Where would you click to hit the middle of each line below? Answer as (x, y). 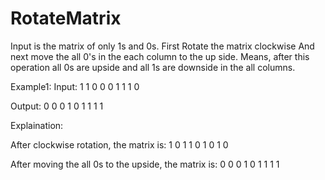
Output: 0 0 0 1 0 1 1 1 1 (57, 106)
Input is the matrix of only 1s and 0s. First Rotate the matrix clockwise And (162, 46)
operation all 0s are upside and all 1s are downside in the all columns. (153, 67)
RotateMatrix (66, 18)
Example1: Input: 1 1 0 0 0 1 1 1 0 (75, 86)
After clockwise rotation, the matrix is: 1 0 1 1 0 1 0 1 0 (119, 144)
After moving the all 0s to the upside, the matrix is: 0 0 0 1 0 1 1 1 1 (145, 164)
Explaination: (37, 125)
